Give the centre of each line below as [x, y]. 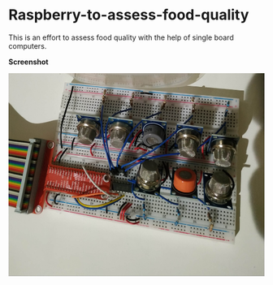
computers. [28, 45]
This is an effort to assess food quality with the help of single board [121, 37]
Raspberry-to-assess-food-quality [129, 15]
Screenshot [28, 62]
